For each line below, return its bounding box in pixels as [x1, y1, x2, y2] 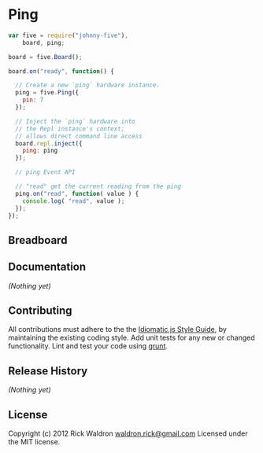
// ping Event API [15, 168, 76, 176]
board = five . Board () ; [8, 53, 83, 61]
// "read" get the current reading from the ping [15, 182, 181, 190]
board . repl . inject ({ [15, 139, 83, 147]
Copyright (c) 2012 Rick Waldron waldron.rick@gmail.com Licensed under [8, 429, 248, 438]
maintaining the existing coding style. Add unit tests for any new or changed [8, 333, 255, 343]
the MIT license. [8, 437, 61, 447]
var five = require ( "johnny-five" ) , [8, 31, 128, 39]
